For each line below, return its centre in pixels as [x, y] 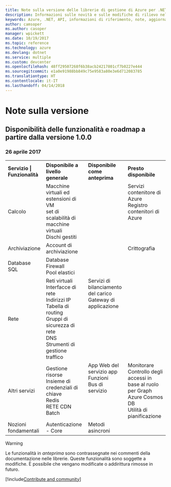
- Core [54, 431]
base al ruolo [143, 384]
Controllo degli [145, 372]
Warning [14, 443]
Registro [138, 205]
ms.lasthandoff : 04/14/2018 [35, 85]
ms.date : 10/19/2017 [27, 39]
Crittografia [141, 248]
